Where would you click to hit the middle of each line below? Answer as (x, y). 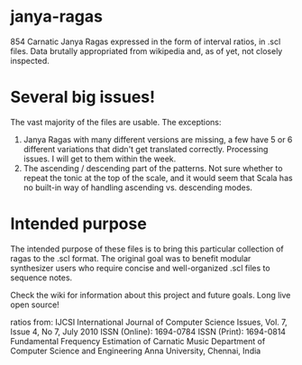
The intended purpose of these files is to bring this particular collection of (147, 249)
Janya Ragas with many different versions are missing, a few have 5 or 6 (158, 139)
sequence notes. (41, 278)
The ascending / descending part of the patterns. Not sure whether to (153, 168)
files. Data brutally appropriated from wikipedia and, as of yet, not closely (146, 50)
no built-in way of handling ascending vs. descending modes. (138, 187)
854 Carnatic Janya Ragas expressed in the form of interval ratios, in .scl (146, 41)
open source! (35, 305)
